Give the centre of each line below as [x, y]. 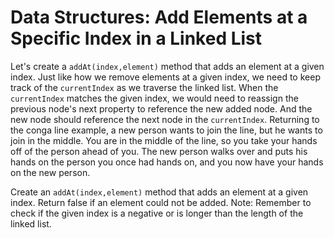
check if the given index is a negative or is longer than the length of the [157, 213]
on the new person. [50, 172]
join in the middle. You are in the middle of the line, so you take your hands [164, 140]
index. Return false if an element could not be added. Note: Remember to [161, 202]
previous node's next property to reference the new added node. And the [161, 108]
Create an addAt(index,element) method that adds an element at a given [159, 192]
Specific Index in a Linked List [136, 38]
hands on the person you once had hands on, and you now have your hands [167, 162]
